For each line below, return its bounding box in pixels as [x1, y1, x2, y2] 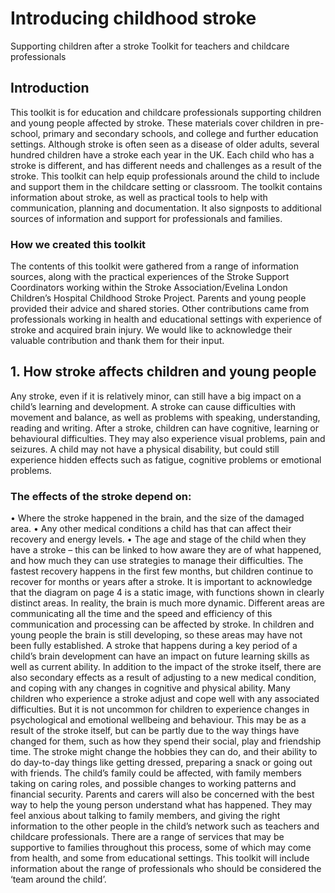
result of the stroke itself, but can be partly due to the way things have [10, 725, 300, 737]
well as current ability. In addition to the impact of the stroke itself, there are [10, 661, 322, 673]
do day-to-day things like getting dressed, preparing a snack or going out [10, 757, 313, 769]
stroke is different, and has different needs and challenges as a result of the [10, 159, 322, 171]
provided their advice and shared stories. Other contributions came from [10, 303, 310, 315]
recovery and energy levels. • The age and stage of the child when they [10, 533, 307, 546]
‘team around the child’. [10, 873, 107, 886]
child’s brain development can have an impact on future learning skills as [10, 650, 310, 662]
